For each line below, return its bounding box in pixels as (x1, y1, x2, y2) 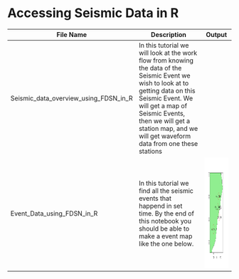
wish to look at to (138, 78, 189, 87)
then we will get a (138, 116, 191, 125)
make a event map (138, 231, 193, 240)
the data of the (138, 63, 182, 72)
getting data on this (138, 86, 196, 95)
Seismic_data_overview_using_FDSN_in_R (10, 94, 133, 102)
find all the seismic (138, 186, 194, 195)
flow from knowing (138, 56, 194, 65)
